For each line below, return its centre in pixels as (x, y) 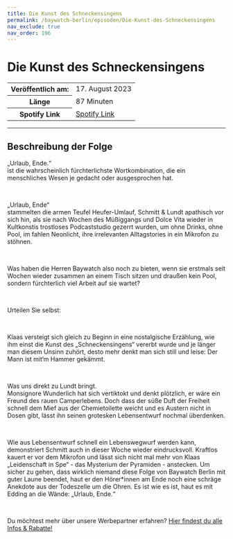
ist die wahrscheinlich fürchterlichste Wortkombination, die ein (96, 170)
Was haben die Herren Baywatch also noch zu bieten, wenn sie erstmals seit (116, 268)
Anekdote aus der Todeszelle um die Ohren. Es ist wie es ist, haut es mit (110, 487)
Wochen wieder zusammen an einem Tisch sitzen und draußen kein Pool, (112, 276)
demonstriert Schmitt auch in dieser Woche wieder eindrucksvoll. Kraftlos (113, 450)
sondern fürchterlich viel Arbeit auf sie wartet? (74, 283)
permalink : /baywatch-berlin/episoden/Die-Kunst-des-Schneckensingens (111, 20)
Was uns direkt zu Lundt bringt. (52, 386)
